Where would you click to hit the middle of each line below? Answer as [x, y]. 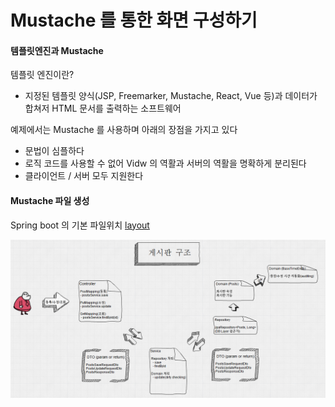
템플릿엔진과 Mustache [57, 50]
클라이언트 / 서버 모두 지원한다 [84, 176]
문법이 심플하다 [54, 151]
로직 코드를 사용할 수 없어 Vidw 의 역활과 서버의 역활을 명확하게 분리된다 [165, 163]
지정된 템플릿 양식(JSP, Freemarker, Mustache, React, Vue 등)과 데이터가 [171, 96]
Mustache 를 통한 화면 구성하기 [134, 20]
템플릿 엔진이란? [42, 75]
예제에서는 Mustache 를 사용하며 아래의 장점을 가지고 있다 [124, 130]
